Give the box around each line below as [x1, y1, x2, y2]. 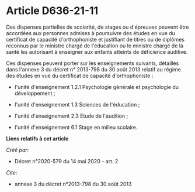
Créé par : [6, 146, 29, 153]
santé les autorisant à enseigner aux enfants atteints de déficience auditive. [6, 48, 188, 55]
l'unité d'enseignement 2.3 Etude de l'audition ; [14, 112, 128, 119]
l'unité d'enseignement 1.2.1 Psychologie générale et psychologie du [14, 83, 179, 90]
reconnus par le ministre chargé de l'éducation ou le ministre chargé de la [6, 42, 184, 49]
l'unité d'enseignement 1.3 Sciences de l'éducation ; [14, 101, 140, 108]
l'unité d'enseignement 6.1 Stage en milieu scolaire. [14, 124, 138, 131]
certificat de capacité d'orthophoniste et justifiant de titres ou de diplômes [6, 36, 185, 43]
